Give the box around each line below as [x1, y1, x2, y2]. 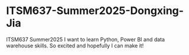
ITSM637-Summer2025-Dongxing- [6, 4, 184, 18]
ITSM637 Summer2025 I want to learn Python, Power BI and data [6, 36, 165, 43]
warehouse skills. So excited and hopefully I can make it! [6, 42, 144, 49]
